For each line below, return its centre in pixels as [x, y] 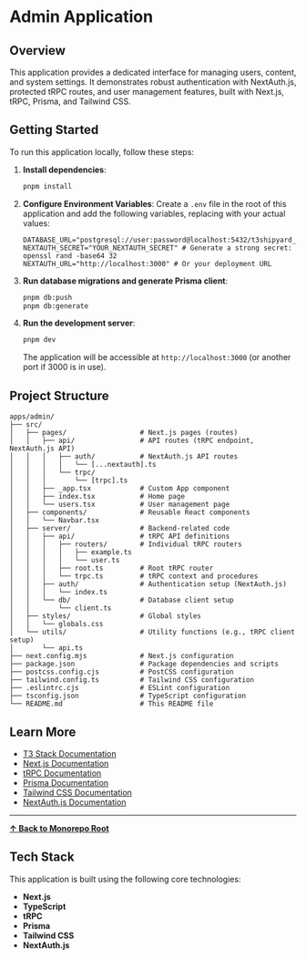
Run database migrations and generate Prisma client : [125, 281]
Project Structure [59, 395]
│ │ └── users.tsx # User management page [120, 505]
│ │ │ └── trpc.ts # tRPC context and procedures [134, 576]
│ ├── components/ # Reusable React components [130, 512]
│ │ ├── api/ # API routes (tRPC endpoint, [132, 441]
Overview [38, 51]
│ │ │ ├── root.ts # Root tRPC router [112, 568]
